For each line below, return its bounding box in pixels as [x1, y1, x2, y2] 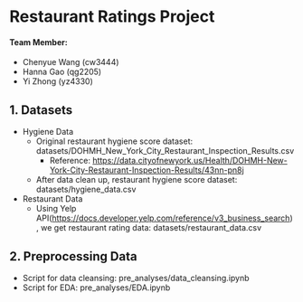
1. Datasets [9, 102, 73, 118]
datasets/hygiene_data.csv [35, 184, 137, 195]
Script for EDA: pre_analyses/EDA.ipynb [22, 282, 171, 293]
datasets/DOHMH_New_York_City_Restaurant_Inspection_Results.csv [35, 146, 295, 156]
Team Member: [9, 36, 68, 47]
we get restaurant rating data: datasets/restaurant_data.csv [40, 222, 262, 233]
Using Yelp [35, 203, 77, 214]
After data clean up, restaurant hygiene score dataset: [35, 175, 238, 185]
